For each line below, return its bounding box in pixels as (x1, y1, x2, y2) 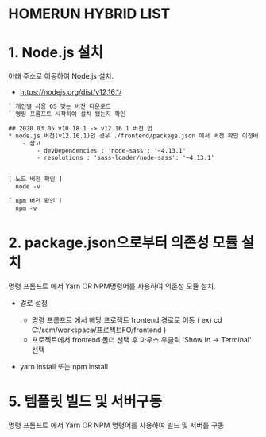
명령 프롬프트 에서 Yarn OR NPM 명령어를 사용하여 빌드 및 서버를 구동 (8, 420, 225, 430)
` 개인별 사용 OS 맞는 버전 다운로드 (8, 102, 111, 111)
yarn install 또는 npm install (19, 362, 109, 371)
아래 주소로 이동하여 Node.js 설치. (8, 72, 114, 81)
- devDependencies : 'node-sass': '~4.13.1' (37, 146, 187, 155)
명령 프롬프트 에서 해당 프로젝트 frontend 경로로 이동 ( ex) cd (31, 315, 222, 324)
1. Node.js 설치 (8, 44, 103, 62)
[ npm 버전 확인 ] (8, 197, 63, 205)
